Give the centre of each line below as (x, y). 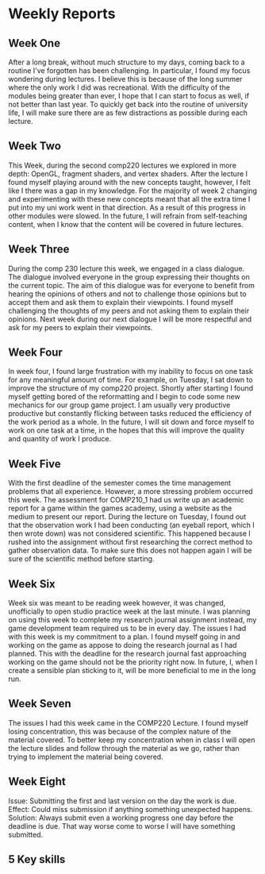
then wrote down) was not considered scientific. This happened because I (130, 533)
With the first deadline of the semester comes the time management (120, 483)
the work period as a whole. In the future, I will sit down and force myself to (131, 422)
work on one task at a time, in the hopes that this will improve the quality (127, 430)
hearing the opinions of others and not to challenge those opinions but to (128, 294)
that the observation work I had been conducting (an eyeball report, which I (132, 526)
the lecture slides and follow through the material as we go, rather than (124, 748)
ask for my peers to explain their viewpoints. (81, 327)
